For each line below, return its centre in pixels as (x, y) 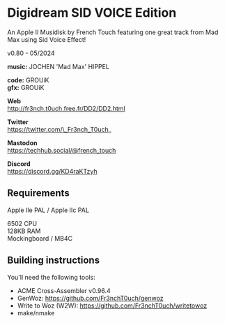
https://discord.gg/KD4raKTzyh (52, 171)
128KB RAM (24, 231)
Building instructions (53, 261)
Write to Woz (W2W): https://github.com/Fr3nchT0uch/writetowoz (112, 306)
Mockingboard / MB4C (40, 238)
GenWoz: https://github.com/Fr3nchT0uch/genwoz (90, 298)
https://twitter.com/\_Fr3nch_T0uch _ (59, 129)
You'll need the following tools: (51, 277)
